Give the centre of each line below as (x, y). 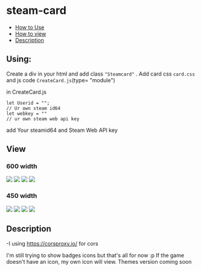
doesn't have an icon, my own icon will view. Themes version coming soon (99, 261)
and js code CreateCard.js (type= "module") (61, 80)
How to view (30, 33)
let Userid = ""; (28, 103)
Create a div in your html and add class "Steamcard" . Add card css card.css (101, 74)
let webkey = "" (27, 113)
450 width (22, 196)
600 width (22, 166)
